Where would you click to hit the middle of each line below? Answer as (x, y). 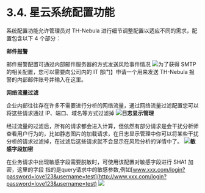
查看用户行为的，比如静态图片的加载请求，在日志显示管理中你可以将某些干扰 (103, 133)
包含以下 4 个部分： (36, 38)
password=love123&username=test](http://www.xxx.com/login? (86, 176)
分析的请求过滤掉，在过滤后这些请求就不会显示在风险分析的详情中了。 (95, 141)
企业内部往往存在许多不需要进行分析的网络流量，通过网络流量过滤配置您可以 (103, 105)
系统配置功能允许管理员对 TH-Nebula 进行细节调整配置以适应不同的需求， (99, 31)
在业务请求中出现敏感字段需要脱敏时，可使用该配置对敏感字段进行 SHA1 (97, 162)
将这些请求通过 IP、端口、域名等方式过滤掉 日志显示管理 (80, 113)
